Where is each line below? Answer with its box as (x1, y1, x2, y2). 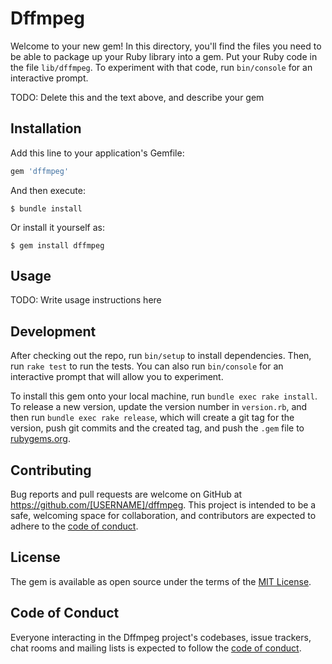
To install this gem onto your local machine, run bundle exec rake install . (10, 390, 318, 402)
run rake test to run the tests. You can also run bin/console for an (10, 360, 284, 372)
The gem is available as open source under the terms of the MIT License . (10, 575, 312, 587)
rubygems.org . (10, 433, 71, 445)
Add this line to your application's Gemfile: (10, 147, 185, 159)
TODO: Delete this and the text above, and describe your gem (10, 91, 265, 103)
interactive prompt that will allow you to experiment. (10, 371, 224, 383)
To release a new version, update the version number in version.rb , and (10, 401, 308, 413)
